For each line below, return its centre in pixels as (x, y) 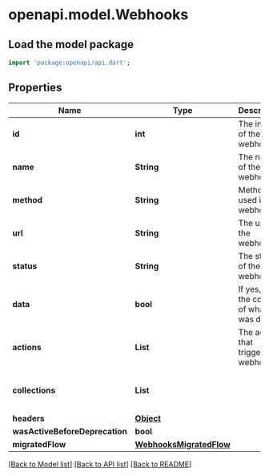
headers (29, 418)
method (27, 200)
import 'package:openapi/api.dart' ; (69, 63)
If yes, (250, 288)
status (25, 266)
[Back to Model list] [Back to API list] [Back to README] (100, 464)
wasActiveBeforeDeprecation (70, 431)
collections (34, 390)
